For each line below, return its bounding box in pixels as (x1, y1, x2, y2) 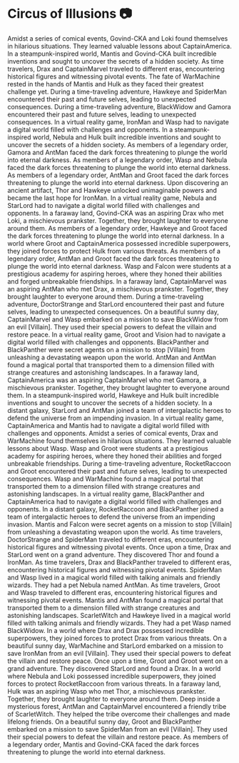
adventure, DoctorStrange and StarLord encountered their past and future (7, 299, 225, 308)
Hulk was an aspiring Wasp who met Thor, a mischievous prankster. (7, 687, 207, 695)
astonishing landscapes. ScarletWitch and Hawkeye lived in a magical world (7, 611, 230, 619)
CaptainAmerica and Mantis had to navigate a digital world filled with (7, 421, 210, 429)
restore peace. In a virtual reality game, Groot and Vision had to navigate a (7, 330, 226, 339)
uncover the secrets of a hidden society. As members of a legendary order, (7, 140, 228, 149)
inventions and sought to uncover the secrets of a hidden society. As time (7, 56, 224, 65)
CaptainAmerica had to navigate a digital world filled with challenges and (7, 497, 222, 506)
